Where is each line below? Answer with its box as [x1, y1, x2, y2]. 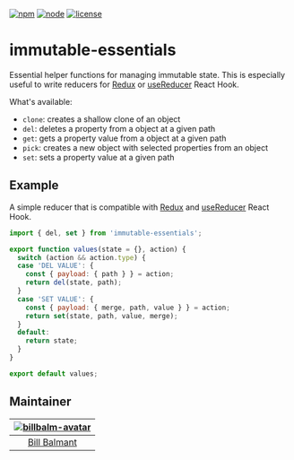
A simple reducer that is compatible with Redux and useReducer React [9, 202, 270, 213]
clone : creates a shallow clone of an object [22, 113, 181, 125]
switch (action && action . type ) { [17, 253, 146, 262]
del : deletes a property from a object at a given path [22, 123, 216, 134]
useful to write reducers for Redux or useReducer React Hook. [9, 79, 239, 90]
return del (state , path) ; [25, 278, 123, 287]
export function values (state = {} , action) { [9, 245, 186, 254]
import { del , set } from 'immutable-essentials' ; [9, 229, 203, 238]
